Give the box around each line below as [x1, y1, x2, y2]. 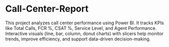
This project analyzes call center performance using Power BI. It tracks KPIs [5, 20, 164, 26]
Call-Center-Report [5, 3, 89, 15]
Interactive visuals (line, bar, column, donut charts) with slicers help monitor [5, 30, 164, 36]
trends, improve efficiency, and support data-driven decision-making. [5, 36, 151, 42]
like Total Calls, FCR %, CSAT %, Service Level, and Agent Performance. [5, 25, 157, 31]
